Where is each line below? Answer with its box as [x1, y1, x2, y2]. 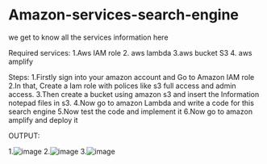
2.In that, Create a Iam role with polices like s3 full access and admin [8, 81, 236, 90]
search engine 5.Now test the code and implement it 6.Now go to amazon [8, 107, 252, 116]
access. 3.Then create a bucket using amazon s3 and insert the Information [8, 89, 260, 99]
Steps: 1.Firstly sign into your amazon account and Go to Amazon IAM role [8, 72, 255, 82]
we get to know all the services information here [8, 32, 169, 42]
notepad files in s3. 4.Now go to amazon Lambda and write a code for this [8, 98, 254, 107]
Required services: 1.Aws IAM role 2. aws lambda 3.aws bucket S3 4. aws [8, 48, 252, 57]
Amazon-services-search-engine [8, 6, 240, 24]
